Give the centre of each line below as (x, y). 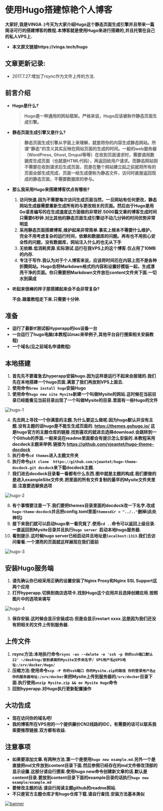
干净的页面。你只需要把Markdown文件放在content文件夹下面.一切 (90, 272)
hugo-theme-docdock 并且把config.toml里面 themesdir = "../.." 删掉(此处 (84, 512)
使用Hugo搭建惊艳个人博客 (59, 10)
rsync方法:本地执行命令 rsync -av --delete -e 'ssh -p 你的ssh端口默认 (82, 654)
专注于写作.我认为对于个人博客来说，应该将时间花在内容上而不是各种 (88, 260)
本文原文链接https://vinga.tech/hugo (50, 47)
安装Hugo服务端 (29, 568)
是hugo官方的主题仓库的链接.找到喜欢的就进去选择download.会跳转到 (82, 432)
